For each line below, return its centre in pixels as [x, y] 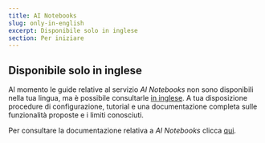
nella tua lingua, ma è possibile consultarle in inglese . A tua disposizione [128, 98]
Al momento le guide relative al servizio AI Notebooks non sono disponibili [131, 89]
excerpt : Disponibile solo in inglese [73, 30]
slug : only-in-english [46, 23]
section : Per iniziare [46, 38]
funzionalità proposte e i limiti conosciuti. [76, 115]
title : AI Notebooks [43, 16]
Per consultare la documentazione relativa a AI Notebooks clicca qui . [122, 131]
